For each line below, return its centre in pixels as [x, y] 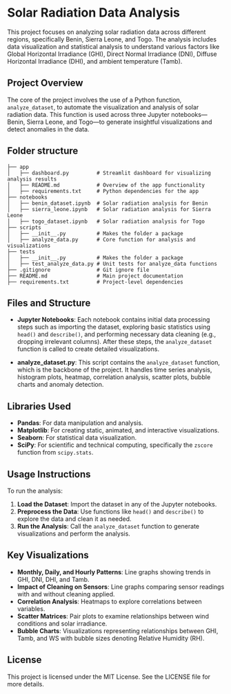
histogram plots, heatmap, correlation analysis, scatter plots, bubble [114, 377]
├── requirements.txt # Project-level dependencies [96, 282]
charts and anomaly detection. [60, 385]
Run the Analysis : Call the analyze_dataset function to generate [108, 526]
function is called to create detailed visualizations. [88, 349]
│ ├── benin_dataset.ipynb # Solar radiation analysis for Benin [108, 203]
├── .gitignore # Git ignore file [78, 270]
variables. [31, 609]
